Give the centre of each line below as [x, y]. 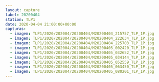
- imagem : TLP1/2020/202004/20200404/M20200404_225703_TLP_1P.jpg [82, 43]
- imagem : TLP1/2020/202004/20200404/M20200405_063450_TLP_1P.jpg [82, 67]
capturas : [16, 29]
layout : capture [22, 10]
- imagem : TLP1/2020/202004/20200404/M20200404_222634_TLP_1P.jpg [82, 39]
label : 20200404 [22, 15]
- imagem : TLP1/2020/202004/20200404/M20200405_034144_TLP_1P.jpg [82, 57]
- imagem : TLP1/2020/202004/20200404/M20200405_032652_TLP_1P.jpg [82, 52]
